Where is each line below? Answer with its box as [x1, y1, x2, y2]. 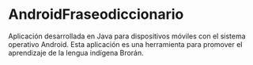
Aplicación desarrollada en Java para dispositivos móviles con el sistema [8, 31, 247, 41]
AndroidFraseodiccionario [8, 5, 184, 23]
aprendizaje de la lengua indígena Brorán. [8, 48, 144, 57]
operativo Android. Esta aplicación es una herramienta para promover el [8, 39, 243, 49]
